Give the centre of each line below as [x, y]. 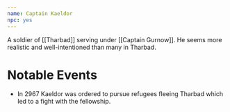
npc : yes [20, 20]
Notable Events [52, 75]
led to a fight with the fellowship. [64, 102]
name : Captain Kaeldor [40, 13]
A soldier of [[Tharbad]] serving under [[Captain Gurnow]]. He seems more [115, 39]
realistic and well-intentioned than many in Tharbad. [82, 47]
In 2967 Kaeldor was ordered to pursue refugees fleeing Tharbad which [120, 94]
